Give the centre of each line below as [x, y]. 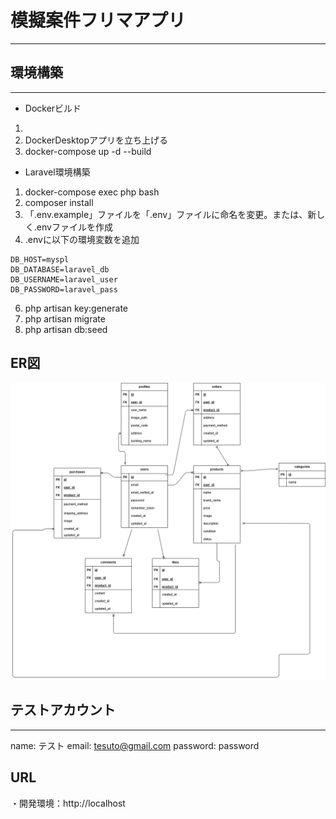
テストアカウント [63, 710]
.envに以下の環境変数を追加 [82, 239]
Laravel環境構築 [57, 172]
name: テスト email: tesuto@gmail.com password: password [135, 745]
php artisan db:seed [66, 329]
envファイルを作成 [74, 227]
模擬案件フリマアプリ [98, 20]
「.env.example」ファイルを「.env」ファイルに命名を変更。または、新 [170, 214]
